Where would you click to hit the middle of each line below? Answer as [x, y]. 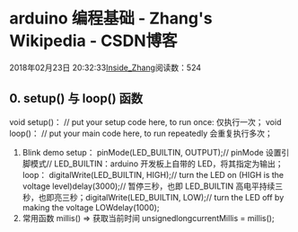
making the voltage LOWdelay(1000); [91, 207]
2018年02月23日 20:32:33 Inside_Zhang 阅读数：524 [105, 67]
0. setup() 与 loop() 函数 [76, 98]
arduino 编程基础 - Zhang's [111, 18]
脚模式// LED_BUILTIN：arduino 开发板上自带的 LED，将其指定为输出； [153, 164]
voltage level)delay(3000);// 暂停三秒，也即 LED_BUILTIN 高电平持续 [149, 186]
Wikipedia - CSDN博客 [93, 41]
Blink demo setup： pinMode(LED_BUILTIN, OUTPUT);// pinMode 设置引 [156, 152]
